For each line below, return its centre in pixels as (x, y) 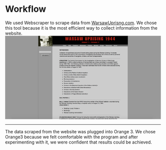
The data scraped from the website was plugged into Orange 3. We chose (80, 132)
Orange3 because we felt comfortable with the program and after (72, 137)
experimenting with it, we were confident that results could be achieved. (79, 142)
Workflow (26, 9)
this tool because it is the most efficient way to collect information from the (81, 28)
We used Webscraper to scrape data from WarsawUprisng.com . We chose (81, 23)
